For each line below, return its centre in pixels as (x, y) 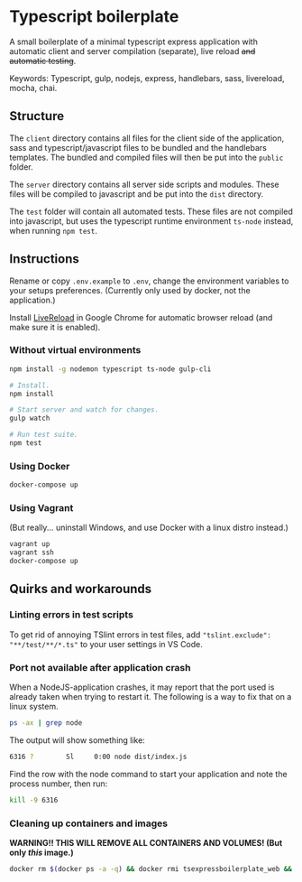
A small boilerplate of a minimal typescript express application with (134, 42)
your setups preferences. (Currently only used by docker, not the (130, 290)
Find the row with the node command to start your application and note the (148, 774)
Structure (37, 116)
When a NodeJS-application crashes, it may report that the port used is (142, 687)
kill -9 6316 (34, 800)
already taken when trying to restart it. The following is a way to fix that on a (151, 697)
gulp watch (30, 418)
